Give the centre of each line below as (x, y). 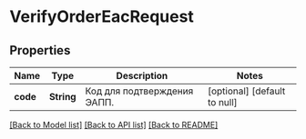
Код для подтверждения (139, 91)
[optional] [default (247, 91)
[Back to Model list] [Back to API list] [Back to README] (114, 125)
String (62, 97)
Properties (40, 50)
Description (142, 76)
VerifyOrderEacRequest (102, 17)
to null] (223, 102)
